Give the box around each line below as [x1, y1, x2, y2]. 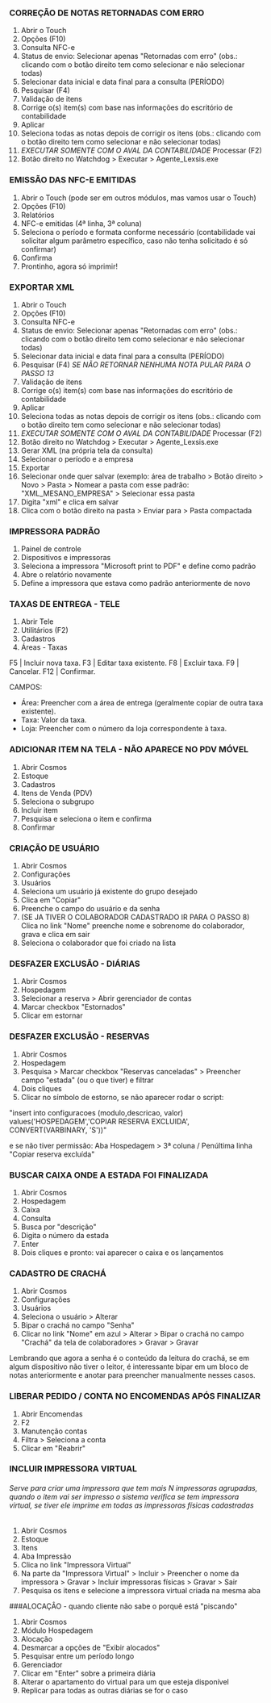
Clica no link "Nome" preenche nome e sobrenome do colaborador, [20, 921, 245, 931]
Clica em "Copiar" [20, 895, 81, 905]
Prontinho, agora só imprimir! [20, 262, 118, 271]
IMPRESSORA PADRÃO [9, 525, 101, 537]
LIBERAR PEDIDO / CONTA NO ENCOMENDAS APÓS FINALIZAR [9, 1391, 261, 1402]
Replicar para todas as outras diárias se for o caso [20, 1685, 189, 1695]
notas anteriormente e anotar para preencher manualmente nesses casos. [9, 1370, 256, 1380]
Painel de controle [20, 544, 81, 554]
